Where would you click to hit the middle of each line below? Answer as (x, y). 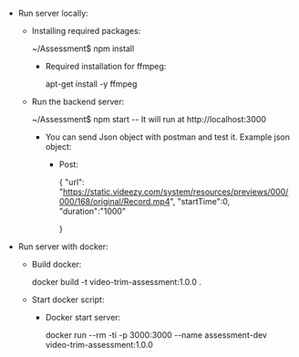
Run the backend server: (78, 101)
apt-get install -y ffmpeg (91, 84)
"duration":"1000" (92, 211)
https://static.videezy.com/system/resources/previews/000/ (175, 192)
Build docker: (57, 264)
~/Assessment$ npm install (83, 48)
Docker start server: (83, 317)
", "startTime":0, (200, 201)
